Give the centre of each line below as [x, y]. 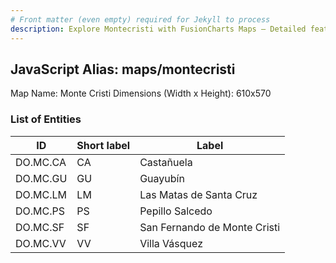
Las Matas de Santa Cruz [198, 194]
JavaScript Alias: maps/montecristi [123, 69]
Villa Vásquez [171, 243]
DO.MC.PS [40, 211]
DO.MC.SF [40, 227]
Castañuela [166, 162]
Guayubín [162, 178]
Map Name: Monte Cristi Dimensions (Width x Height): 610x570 [141, 93]
